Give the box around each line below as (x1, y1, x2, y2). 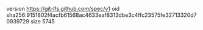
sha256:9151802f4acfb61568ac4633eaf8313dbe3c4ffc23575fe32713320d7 (6, 11, 197, 19)
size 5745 (30, 18, 55, 25)
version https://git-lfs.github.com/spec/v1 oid (6, 5, 120, 12)
